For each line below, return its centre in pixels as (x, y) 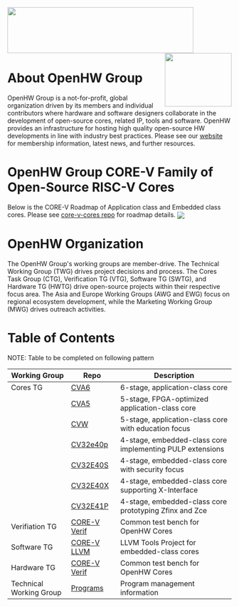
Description (174, 375)
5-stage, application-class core (174, 419)
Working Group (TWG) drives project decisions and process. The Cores (112, 271)
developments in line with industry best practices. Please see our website (115, 136)
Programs (87, 588)
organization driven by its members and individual (80, 105)
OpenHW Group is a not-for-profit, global (68, 98)
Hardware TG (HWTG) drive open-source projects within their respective (114, 286)
